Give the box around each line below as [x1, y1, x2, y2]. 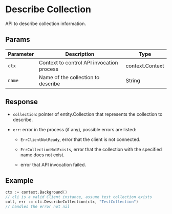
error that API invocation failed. [20, 161, 86, 168]
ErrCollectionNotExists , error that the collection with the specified [20, 146, 162, 152]
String [125, 77, 140, 84]
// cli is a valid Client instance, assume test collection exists [5, 195, 153, 200]
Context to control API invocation [38, 59, 118, 66]
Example [5, 176, 34, 185]
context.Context [125, 62, 164, 69]
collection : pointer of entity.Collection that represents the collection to [12, 111, 163, 117]
